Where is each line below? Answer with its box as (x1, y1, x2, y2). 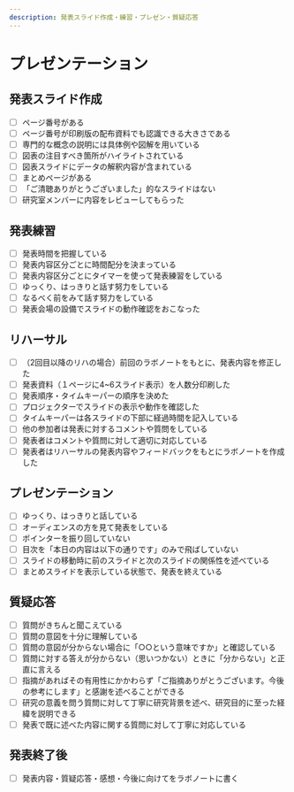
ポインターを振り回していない (21, 533, 131, 543)
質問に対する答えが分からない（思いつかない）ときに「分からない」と (21, 652, 278, 664)
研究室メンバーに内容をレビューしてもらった (21, 195, 185, 205)
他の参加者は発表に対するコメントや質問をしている (21, 424, 208, 434)
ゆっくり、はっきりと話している (21, 511, 139, 521)
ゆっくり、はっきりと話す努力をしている (21, 281, 170, 292)
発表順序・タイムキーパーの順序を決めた (21, 390, 170, 401)
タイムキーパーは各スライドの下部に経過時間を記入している (21, 412, 238, 423)
